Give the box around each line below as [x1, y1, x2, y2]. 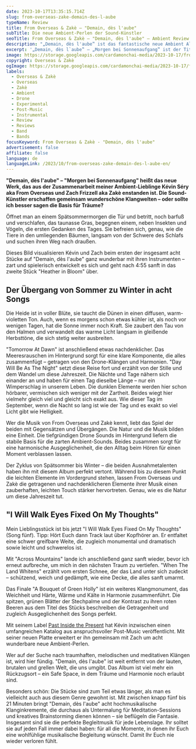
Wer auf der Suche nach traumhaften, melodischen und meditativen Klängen [6, 651, 190, 658]
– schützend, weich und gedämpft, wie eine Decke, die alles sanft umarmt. [6, 574, 185, 581]
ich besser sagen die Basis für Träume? [6, 202, 104, 209]
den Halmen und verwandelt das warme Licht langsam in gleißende [6, 328, 168, 335]
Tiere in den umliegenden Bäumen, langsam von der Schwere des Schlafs [6, 232, 184, 239]
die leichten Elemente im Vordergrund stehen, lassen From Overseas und [6, 474, 182, 481]
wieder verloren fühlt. [6, 737, 58, 744]
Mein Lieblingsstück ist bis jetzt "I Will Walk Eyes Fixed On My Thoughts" [6, 525, 182, 532]
